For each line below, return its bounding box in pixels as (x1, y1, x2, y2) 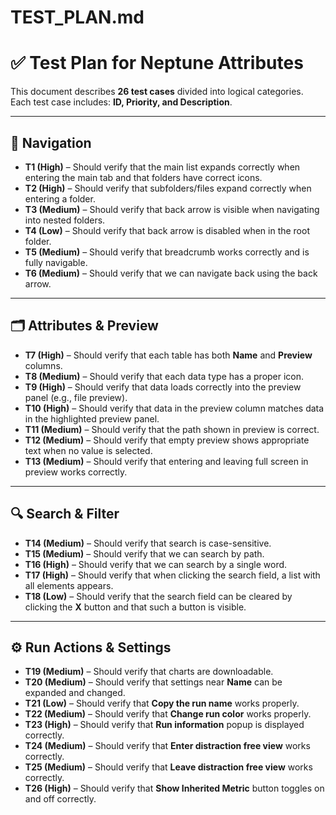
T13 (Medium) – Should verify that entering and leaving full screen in (24, 455, 309, 467)
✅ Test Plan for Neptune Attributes (10, 52, 304, 75)
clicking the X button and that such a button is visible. (24, 601, 247, 613)
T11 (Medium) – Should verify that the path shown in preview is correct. (24, 423, 320, 435)
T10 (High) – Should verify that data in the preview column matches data (24, 402, 325, 414)
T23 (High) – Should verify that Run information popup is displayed (24, 719, 305, 731)
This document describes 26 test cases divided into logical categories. (10, 86, 304, 98)
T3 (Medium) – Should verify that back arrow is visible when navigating (24, 203, 320, 215)
